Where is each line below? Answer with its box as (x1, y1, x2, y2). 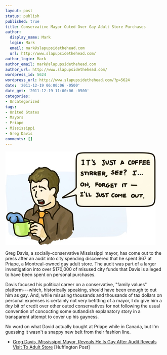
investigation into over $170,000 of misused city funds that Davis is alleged (5, 266, 162, 272)
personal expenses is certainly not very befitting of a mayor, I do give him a (5, 297, 162, 303)
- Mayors (5, 115, 24, 120)
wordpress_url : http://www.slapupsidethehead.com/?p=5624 (5, 77, 130, 83)
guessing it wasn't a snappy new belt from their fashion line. (5, 329, 131, 335)
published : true (5, 19, 39, 24)
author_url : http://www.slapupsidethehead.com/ (5, 67, 108, 72)
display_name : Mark (10, 35, 51, 40)
